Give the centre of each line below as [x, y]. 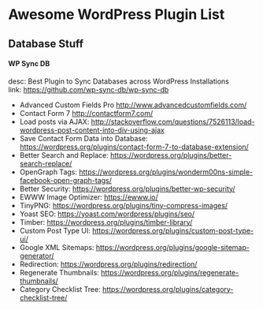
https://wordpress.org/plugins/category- [168, 289]
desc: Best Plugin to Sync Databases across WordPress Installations [119, 81]
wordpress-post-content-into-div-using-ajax [92, 130]
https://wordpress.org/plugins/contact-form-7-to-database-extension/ [134, 147]
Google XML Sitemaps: [57, 247]
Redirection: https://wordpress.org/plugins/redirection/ [108, 264]
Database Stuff [46, 44]
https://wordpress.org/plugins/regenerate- [170, 272]
